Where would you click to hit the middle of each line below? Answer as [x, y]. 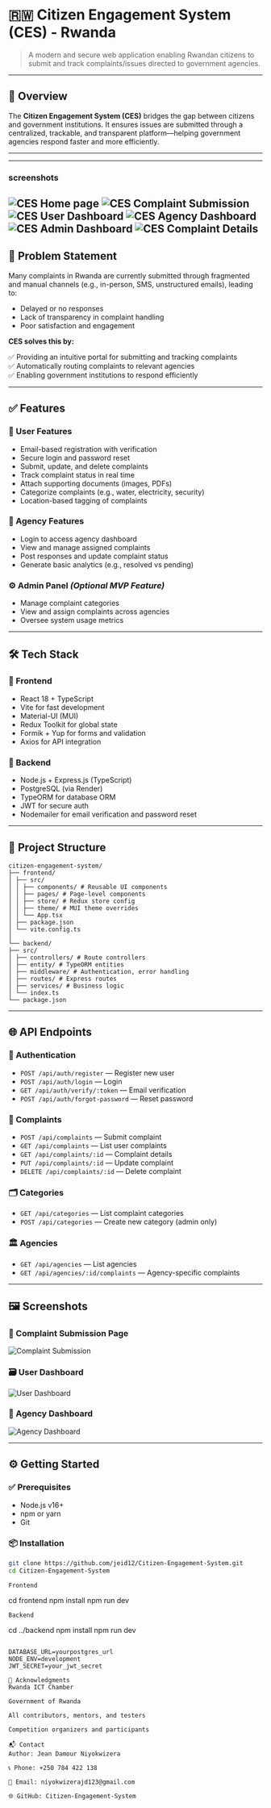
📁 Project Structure [57, 848]
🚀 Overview [38, 96]
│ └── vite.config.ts [45, 929]
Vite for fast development [62, 707]
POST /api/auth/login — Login [71, 1081]
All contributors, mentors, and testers [77, 1716]
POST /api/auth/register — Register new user [97, 1073]
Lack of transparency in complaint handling [92, 317]
